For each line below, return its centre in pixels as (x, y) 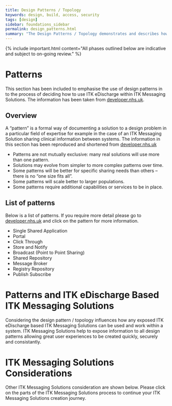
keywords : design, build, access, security (52, 15)
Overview (21, 116)
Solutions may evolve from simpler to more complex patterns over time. (88, 165)
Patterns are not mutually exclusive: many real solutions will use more (86, 154)
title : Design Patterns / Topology (43, 10)
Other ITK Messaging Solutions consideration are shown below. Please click (85, 388)
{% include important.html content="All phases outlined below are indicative (86, 48)
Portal (19, 236)
